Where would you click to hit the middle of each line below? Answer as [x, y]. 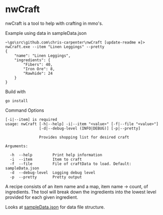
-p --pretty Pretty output [46, 177]
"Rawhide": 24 [38, 73]
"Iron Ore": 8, [39, 69]
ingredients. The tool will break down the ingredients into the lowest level [81, 192]
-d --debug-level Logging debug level [53, 173]
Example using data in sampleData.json [46, 33]
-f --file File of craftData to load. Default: [71, 164]
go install [17, 101]
